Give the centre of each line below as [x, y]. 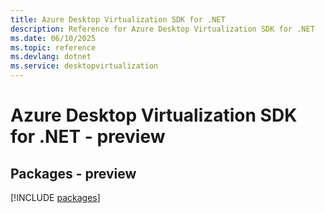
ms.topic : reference [53, 47]
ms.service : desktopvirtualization [84, 66]
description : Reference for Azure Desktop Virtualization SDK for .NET [162, 29]
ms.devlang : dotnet [51, 57]
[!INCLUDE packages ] [55, 197]
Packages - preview [73, 173]
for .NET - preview [88, 137]
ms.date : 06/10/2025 [53, 38]
